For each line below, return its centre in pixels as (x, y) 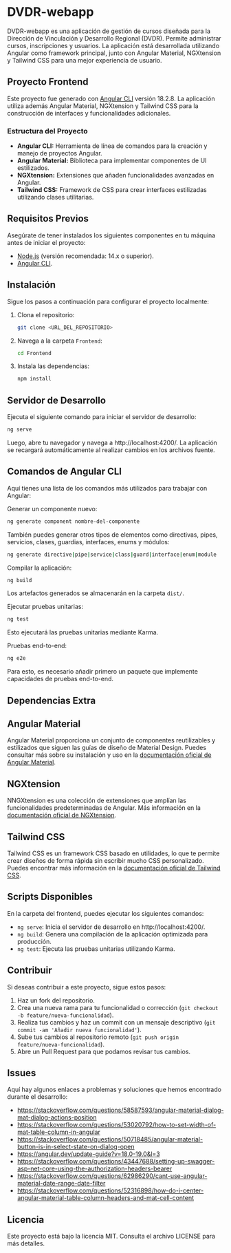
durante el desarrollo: (37, 1097)
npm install (34, 379)
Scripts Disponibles (50, 897)
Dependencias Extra (52, 700)
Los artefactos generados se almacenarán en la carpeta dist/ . (96, 593)
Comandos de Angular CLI (65, 472)
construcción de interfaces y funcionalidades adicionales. (89, 113)
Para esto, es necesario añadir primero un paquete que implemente (102, 672)
